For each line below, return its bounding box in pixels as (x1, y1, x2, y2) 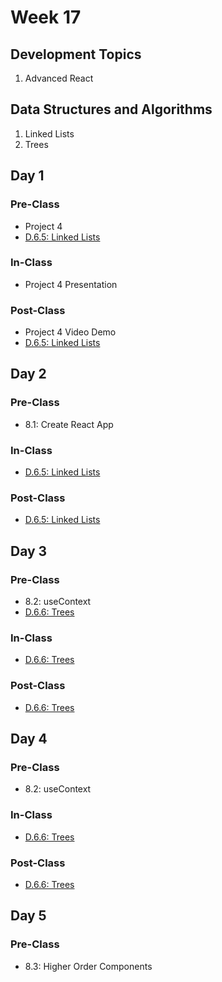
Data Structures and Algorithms (10, 101, 213, 118)
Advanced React (24, 72, 94, 84)
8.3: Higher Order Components (24, 960, 153, 972)
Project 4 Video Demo (24, 326, 117, 338)
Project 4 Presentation (24, 278, 118, 290)
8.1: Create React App (24, 418, 114, 430)
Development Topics (10, 46, 142, 63)
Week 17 (10, 6, 82, 29)
